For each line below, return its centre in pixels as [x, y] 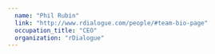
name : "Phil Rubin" [47, 15]
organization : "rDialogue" [60, 38]
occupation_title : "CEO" [56, 30]
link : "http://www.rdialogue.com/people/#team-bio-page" [111, 23]
